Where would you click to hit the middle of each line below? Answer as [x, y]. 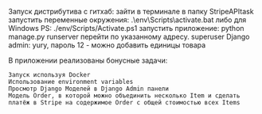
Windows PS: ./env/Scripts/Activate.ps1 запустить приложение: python [126, 28]
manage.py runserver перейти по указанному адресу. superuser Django [129, 36]
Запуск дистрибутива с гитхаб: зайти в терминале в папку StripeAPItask [131, 11]
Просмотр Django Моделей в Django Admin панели [89, 89]
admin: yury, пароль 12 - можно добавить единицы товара [107, 45]
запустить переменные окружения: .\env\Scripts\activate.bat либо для [127, 20]
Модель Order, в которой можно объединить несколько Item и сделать [124, 96]
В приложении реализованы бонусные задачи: [88, 60]
